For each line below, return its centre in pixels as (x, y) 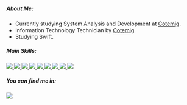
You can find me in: (31, 80)
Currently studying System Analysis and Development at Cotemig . (98, 24)
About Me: (20, 8)
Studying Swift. (34, 36)
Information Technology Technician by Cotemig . (75, 30)
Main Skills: (21, 50)
